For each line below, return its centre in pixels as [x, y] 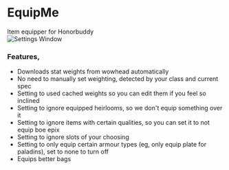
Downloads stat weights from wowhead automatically [93, 72]
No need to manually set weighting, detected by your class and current [118, 79]
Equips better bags [44, 159]
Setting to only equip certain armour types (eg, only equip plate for [112, 145]
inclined [28, 101]
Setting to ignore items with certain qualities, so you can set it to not [113, 123]
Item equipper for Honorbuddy [51, 32]
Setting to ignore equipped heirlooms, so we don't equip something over [120, 108]
